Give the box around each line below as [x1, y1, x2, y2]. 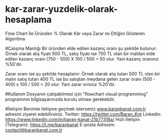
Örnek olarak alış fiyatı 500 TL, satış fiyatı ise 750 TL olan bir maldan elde [5, 51, 156, 57]
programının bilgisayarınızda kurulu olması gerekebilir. [5, 96, 116, 102]
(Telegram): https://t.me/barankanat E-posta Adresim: [5, 122, 115, 128]
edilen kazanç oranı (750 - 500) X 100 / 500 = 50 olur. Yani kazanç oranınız [5, 56, 159, 62]
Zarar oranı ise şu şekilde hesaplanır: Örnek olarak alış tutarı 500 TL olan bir [5, 70, 161, 76]
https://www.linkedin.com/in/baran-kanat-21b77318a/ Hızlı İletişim [5, 116, 140, 122]
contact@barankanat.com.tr [5, 127, 63, 133]
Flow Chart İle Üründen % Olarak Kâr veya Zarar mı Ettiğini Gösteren [5, 30, 145, 36]
